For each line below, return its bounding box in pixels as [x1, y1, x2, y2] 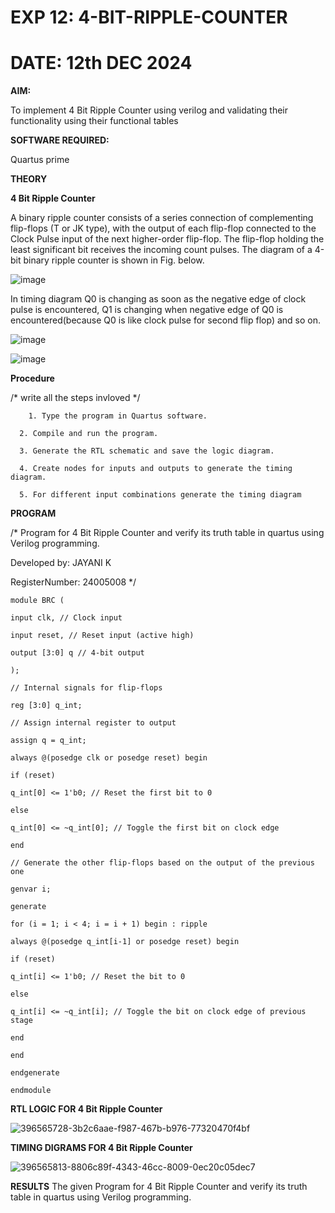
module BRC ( [10, 596, 65, 606]
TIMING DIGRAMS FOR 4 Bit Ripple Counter [10, 1142, 193, 1154]
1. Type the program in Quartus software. [28, 411, 208, 421]
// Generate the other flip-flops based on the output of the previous [10, 858, 315, 868]
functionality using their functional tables [10, 115, 179, 127]
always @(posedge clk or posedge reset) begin [10, 753, 208, 763]
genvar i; [10, 884, 52, 895]
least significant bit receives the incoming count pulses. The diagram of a [10, 244, 313, 256]
